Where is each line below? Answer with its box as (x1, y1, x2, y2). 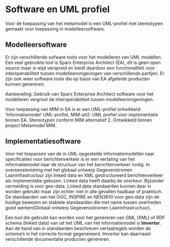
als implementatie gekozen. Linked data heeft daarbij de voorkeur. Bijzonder (5, 177, 164, 183)
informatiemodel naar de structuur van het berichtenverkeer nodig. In (5, 161, 150, 167)
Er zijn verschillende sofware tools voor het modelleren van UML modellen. (5, 54, 162, 60)
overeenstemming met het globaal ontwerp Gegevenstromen (5, 167, 133, 173)
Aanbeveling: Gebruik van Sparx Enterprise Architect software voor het (5, 90, 154, 97)
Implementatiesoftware (5, 137, 81, 146)
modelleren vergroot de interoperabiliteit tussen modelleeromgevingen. (5, 96, 154, 102)
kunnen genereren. (5, 81, 45, 87)
